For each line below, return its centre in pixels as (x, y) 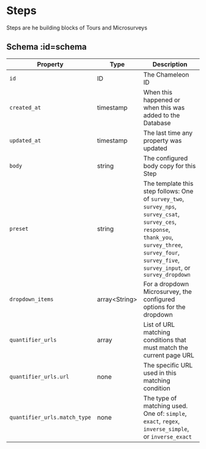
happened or (162, 100)
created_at (25, 107)
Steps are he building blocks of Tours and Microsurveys (77, 28)
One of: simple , (165, 413)
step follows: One (168, 191)
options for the (164, 307)
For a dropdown (166, 284)
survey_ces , (160, 221)
